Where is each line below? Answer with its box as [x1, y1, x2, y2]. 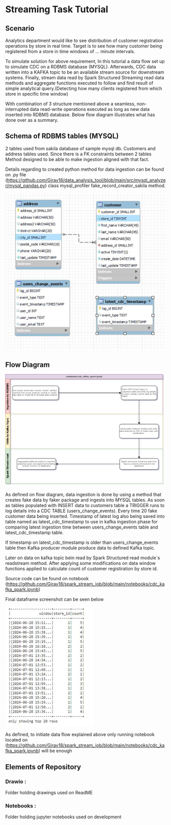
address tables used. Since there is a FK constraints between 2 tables [5, 151, 152, 157]
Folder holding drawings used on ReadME [5, 790, 93, 796]
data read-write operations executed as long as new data [30, 106, 150, 112]
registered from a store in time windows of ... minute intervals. [5, 49, 135, 54]
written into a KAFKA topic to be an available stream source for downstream [5, 69, 164, 75]
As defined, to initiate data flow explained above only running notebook [5, 731, 155, 738]
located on [5, 737, 28, 743]
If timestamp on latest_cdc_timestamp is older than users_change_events [5, 539, 159, 545]
